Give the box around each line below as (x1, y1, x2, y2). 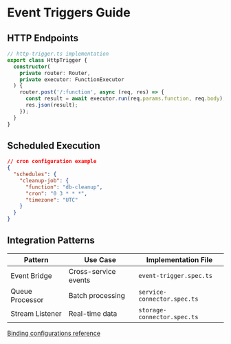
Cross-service (68, 266, 116, 276)
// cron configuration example (7, 158, 97, 165)
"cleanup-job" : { (19, 177, 69, 184)
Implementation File (146, 255, 213, 264)
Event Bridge (10, 270, 53, 280)
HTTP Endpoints (7, 32, 79, 44)
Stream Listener (10, 308, 62, 318)
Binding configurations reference (7, 329, 101, 337)
